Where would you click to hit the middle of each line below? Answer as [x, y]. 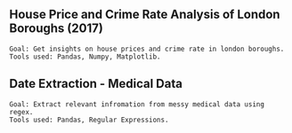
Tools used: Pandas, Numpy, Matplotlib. [85, 57]
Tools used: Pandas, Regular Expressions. [89, 120]
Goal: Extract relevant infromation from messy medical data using [137, 104]
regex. [21, 112]
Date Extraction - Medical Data [96, 84]
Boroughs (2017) [57, 29]
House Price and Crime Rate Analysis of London [145, 15]
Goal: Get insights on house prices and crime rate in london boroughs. [147, 49]
